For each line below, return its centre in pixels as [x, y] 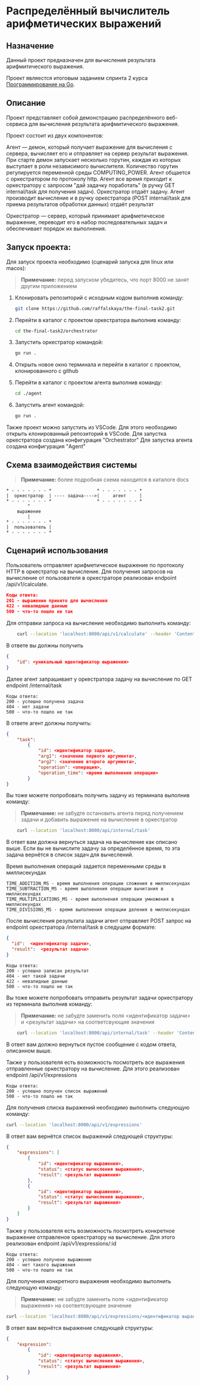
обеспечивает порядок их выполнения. [56, 228]
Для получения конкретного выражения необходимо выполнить [89, 1281]
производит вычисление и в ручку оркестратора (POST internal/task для [98, 198]
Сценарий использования [57, 551]
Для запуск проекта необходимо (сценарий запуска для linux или [90, 262]
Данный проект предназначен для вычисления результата [81, 60]
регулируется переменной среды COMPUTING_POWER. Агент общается [98, 172]
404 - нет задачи [28, 706]
